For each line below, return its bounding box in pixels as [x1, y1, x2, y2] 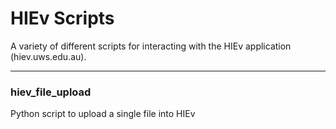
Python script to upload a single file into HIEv [10, 108, 196, 120]
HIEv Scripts [10, 7, 115, 30]
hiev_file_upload [10, 85, 92, 99]
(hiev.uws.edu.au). [10, 50, 87, 62]
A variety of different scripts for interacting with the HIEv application [10, 40, 292, 52]
